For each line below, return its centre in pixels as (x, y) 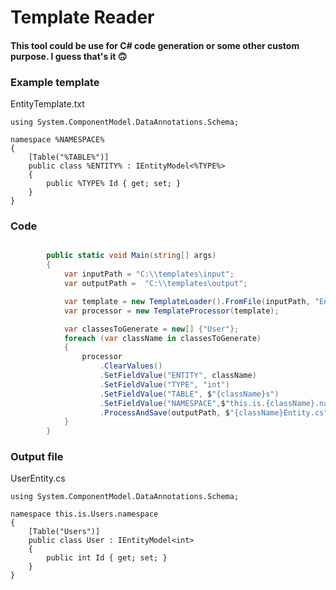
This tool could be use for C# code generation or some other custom (155, 45)
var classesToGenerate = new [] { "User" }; (151, 329)
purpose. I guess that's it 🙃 (69, 56)
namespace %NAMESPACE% (57, 140)
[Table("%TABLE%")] (69, 157)
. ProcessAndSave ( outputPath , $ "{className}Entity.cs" (214, 412)
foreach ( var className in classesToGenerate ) (162, 338)
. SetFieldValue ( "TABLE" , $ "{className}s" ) (189, 394)
